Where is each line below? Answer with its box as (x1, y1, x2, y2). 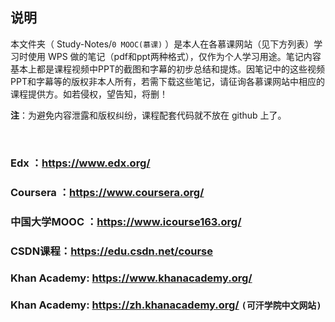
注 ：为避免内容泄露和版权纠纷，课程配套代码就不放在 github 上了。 (10, 109, 287, 121)
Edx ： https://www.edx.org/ (10, 156, 151, 170)
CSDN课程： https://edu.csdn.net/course (10, 244, 213, 258)
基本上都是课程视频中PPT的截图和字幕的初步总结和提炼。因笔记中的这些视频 (10, 63, 325, 75)
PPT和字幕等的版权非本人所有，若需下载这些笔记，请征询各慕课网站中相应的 (10, 75, 325, 87)
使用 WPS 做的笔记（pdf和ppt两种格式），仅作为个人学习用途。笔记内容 (27, 50, 322, 62)
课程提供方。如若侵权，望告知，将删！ (10, 88, 168, 100)
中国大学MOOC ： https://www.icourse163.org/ (10, 214, 242, 228)
